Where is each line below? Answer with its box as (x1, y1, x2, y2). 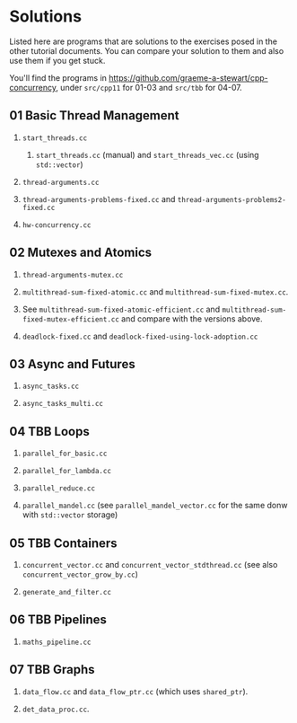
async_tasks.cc (22, 382, 80, 392)
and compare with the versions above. (120, 313, 263, 324)
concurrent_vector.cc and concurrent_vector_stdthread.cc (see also (22, 560, 278, 569)
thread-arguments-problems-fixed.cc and (22, 193, 176, 204)
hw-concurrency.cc (22, 220, 92, 230)
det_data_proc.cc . (22, 703, 90, 714)
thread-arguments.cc (22, 178, 100, 187)
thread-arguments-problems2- (177, 195, 287, 204)
